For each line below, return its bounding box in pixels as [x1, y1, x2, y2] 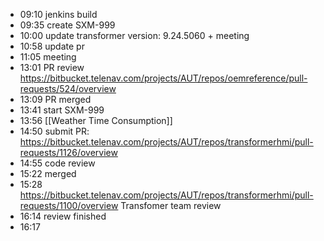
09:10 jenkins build [19, 9, 98, 20]
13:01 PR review [19, 62, 85, 73]
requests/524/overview [19, 83, 117, 94]
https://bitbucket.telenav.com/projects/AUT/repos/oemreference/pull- [19, 72, 308, 84]
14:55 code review [19, 157, 96, 169]
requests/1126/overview [19, 147, 118, 158]
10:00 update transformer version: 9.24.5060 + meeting [19, 30, 250, 41]
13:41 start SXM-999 [19, 104, 105, 116]
